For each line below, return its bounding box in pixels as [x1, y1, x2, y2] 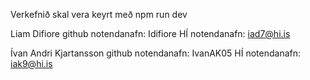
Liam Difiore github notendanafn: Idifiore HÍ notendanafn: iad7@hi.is [10, 28, 291, 39]
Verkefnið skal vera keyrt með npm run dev [10, 9, 188, 20]
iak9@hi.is [10, 58, 53, 69]
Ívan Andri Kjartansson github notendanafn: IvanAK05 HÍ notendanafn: [10, 47, 302, 59]
